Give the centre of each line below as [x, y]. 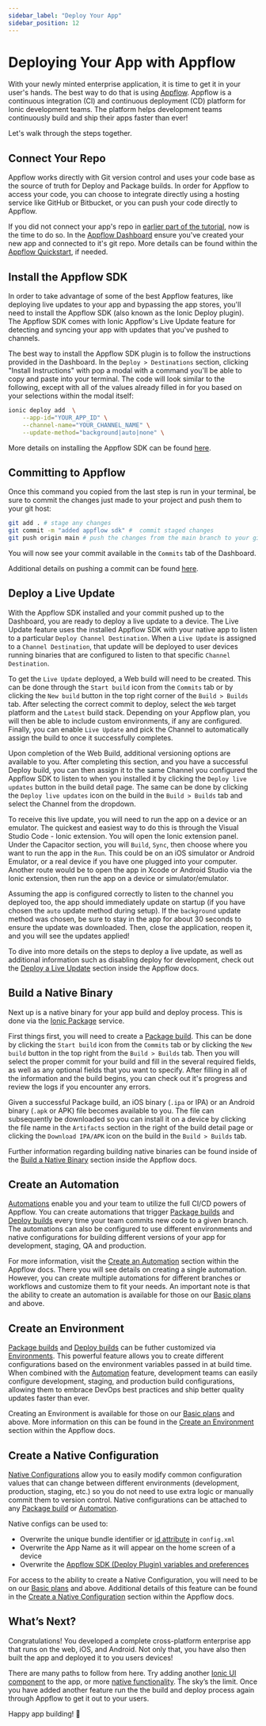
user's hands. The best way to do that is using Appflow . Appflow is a [120, 93]
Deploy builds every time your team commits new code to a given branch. [128, 1221]
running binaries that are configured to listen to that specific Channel [120, 654]
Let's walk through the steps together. [70, 133]
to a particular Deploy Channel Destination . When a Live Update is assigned [132, 638]
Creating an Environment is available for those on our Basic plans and [122, 1414]
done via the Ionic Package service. [66, 1021]
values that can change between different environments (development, [124, 1483]
